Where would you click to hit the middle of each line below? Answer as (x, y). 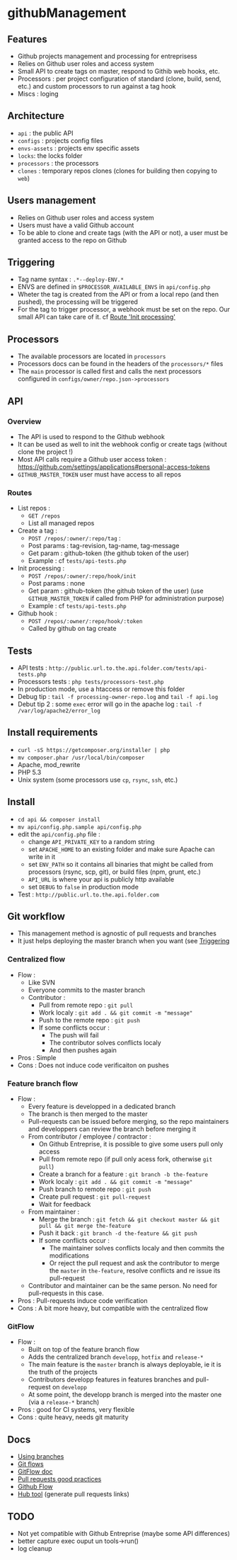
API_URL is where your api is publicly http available (101, 879)
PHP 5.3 (29, 772)
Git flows (30, 1464)
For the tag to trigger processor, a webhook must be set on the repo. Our (124, 309)
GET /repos (44, 516)
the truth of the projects (63, 1372)
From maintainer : (54, 1212)
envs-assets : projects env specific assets (79, 148)
